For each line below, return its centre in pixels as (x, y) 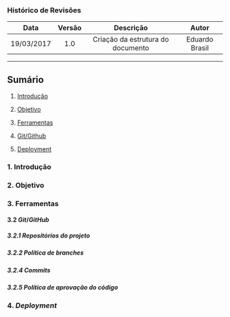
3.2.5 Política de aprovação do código (63, 288)
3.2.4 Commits (29, 270)
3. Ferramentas (33, 203)
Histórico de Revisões (44, 10)
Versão (70, 28)
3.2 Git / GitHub (28, 220)
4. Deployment (32, 305)
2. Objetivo (26, 185)
